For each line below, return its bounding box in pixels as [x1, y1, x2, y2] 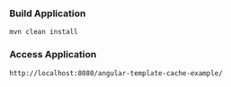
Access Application [9, 48, 97, 61]
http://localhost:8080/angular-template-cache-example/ [9, 68, 223, 78]
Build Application [9, 7, 86, 20]
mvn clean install [9, 28, 78, 37]
